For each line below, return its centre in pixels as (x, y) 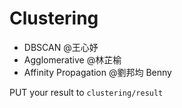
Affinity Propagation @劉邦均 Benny (97, 72)
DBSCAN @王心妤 (61, 47)
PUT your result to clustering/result (86, 92)
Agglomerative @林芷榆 (72, 59)
